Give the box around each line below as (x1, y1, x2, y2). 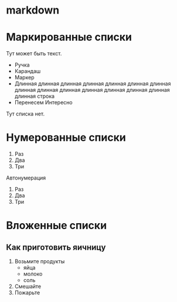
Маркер (14, 74, 35, 81)
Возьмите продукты (14, 258, 65, 265)
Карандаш (14, 68, 41, 75)
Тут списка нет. (6, 110, 45, 118)
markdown (6, 4, 60, 17)
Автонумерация (6, 174, 46, 181)
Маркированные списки (6, 31, 132, 44)
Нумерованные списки (6, 131, 126, 144)
